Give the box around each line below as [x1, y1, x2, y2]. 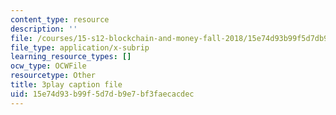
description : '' [10, 24, 78, 34]
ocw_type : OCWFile [10, 61, 87, 71]
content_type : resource [10, 14, 110, 25]
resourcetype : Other [10, 71, 97, 81]
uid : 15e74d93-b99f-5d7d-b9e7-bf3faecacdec [10, 89, 195, 99]
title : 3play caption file [10, 80, 123, 90]
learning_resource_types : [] [10, 52, 132, 62]
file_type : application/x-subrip [10, 42, 150, 53]
